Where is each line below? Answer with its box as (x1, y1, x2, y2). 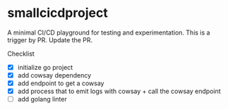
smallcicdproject (7, 5, 108, 21)
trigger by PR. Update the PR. (7, 35, 93, 44)
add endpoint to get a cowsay (17, 79, 104, 87)
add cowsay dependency (17, 71, 92, 79)
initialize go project (17, 63, 73, 71)
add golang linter (17, 95, 67, 104)
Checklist (7, 49, 35, 58)
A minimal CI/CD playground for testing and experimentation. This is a (7, 28, 210, 37)
